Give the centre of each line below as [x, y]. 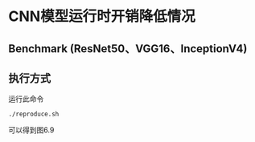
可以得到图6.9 [31, 130]
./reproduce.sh [34, 114]
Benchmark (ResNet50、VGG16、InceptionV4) [128, 49]
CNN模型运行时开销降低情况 [102, 16]
